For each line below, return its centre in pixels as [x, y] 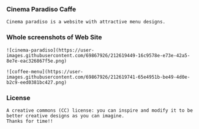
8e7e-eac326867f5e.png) [37, 61]
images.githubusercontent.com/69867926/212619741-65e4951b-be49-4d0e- [98, 77]
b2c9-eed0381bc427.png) [37, 82]
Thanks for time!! [30, 121]
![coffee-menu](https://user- [45, 72]
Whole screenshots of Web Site [54, 37]
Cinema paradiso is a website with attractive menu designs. [86, 22]
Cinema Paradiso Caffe [41, 9]
